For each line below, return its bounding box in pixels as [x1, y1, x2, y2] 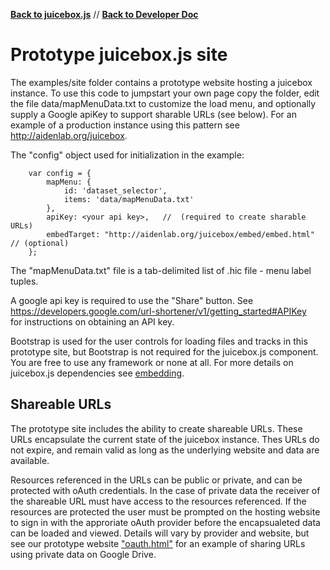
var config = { [28, 168, 92, 178]
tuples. [10, 275, 39, 287]
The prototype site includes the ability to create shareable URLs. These [10, 422, 303, 434]
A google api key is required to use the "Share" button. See [10, 294, 254, 306]
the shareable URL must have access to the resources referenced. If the [10, 495, 307, 507]
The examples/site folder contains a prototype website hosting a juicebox [10, 76, 313, 88]
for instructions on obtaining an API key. [10, 315, 175, 328]
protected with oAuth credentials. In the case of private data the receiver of [10, 484, 321, 496]
